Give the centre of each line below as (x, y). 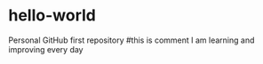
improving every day (46, 49)
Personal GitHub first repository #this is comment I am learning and (131, 40)
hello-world (52, 16)
